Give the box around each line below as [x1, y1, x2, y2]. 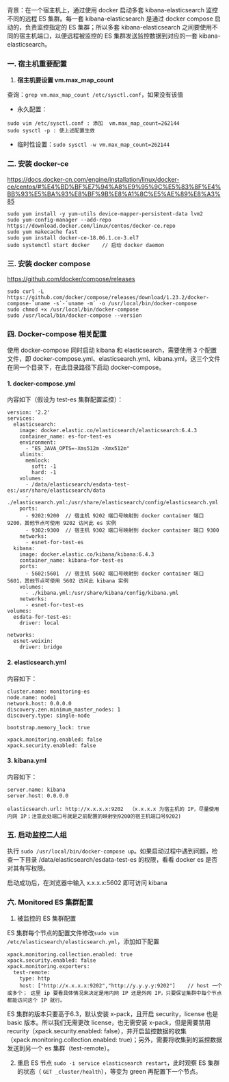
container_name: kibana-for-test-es [19, 557, 124, 564]
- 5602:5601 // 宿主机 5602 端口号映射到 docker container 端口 [25, 570, 204, 578]
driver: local [19, 620, 59, 626]
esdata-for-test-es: [13, 613, 72, 621]
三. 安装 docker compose [7, 259, 91, 268]
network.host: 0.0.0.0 [7, 700, 72, 707]
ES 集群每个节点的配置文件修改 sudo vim [7, 929, 119, 937]
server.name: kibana [7, 786, 66, 793]
